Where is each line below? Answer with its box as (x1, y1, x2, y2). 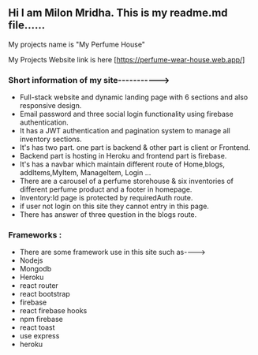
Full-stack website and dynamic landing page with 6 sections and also (19, 92, 249, 102)
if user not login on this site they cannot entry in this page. (19, 201, 209, 211)
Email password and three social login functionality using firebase (19, 110, 234, 119)
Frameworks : (8, 230, 62, 241)
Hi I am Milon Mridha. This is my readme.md (8, 6, 228, 20)
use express (19, 331, 60, 341)
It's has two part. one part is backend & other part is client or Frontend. (19, 143, 251, 152)
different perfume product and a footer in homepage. (19, 185, 193, 194)
